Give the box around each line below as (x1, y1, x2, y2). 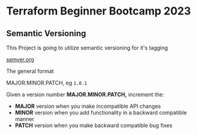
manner (14, 116, 34, 122)
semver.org (6, 56, 34, 63)
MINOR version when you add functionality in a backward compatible (14, 109, 187, 116)
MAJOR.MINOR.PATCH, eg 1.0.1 (6, 80, 87, 86)
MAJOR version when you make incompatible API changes (14, 102, 161, 110)
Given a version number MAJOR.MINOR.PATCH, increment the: (6, 91, 165, 98)
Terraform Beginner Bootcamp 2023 (6, 4, 191, 18)
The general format (6, 67, 54, 75)
